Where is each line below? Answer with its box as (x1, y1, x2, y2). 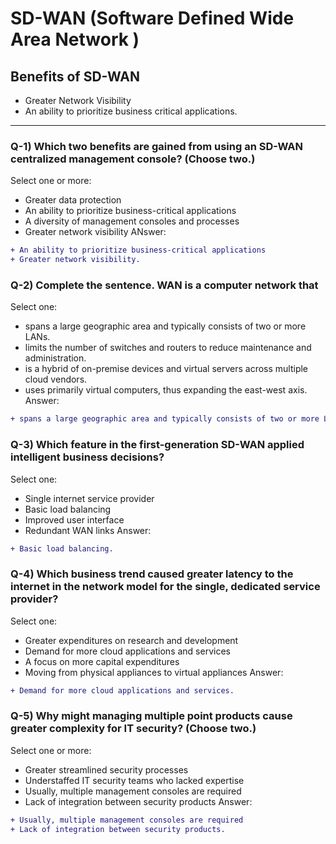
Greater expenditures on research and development (24, 634, 239, 646)
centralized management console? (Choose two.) (10, 152, 256, 166)
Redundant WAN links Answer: (24, 524, 152, 536)
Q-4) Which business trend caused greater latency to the (10, 567, 294, 581)
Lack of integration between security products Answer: (24, 795, 253, 807)
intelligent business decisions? (10, 450, 165, 464)
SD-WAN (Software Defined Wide (10, 7, 295, 30)
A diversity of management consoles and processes (24, 215, 240, 227)
